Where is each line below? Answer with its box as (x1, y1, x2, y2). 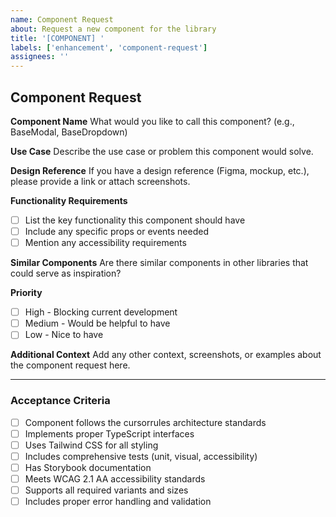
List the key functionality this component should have (24, 214, 246, 226)
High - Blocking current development (24, 306, 178, 318)
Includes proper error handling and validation (24, 496, 212, 508)
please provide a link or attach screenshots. (10, 175, 191, 187)
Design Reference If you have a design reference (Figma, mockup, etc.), (10, 164, 310, 176)
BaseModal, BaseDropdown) (10, 126, 128, 138)
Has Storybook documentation (24, 461, 152, 473)
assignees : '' (10, 52, 70, 62)
